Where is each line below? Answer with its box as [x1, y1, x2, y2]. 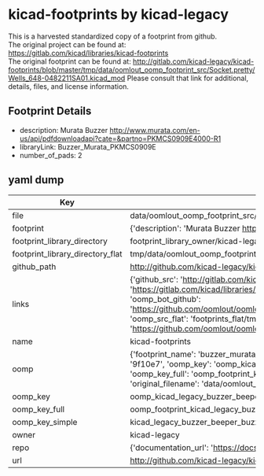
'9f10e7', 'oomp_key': [129, 358, 212, 369]
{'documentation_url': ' [129, 442, 214, 453]
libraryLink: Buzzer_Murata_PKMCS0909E [19, 142, 156, 151]
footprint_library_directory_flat [12, 248, 123, 259]
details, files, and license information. [8, 81, 130, 91]
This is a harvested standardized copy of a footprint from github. [8, 31, 218, 41]
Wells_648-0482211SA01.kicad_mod [8, 73, 126, 83]
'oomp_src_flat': [129, 313, 189, 324]
